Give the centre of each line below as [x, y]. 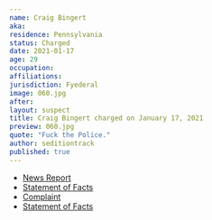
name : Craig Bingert [48, 18]
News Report [47, 178]
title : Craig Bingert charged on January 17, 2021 [106, 118]
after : [22, 101]
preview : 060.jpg [42, 127]
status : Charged [40, 43]
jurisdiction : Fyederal [54, 85]
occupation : [32, 69]
